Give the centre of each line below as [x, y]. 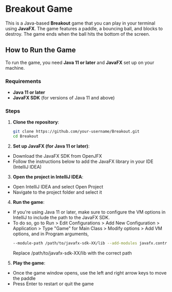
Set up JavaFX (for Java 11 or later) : [51, 146]
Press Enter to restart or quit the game [53, 284]
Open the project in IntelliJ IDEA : [48, 177]
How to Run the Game [41, 50]
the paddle [24, 278]
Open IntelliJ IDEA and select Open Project [58, 187]
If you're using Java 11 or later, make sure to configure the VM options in [89, 212]
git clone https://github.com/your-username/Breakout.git [76, 132]
